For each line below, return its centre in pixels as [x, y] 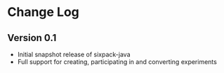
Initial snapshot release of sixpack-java [74, 54]
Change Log [43, 12]
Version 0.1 [32, 38]
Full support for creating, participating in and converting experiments [117, 62]
